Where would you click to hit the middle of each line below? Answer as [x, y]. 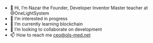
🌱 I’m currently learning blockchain [46, 24]
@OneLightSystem [30, 13]
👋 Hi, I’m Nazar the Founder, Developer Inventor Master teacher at [79, 8]
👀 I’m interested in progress [39, 18]
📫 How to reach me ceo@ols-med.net [50, 35]
